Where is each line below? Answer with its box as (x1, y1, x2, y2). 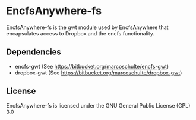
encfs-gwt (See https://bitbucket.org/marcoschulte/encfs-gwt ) (14, 63, 169, 70)
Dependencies (6, 47, 61, 57)
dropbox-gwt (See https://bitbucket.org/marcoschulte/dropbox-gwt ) (14, 69, 182, 76)
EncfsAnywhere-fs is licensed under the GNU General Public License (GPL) (6, 102, 191, 109)
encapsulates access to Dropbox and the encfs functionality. (6, 30, 155, 37)
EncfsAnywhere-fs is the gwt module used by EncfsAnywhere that (6, 24, 169, 31)
